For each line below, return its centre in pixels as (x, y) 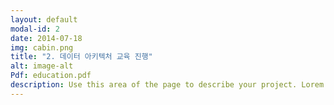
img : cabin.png (42, 47)
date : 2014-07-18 (46, 38)
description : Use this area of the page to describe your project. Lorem (167, 85)
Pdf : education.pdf (51, 76)
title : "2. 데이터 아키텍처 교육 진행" (81, 57)
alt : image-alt (42, 66)
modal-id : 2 (35, 29)
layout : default (44, 19)
